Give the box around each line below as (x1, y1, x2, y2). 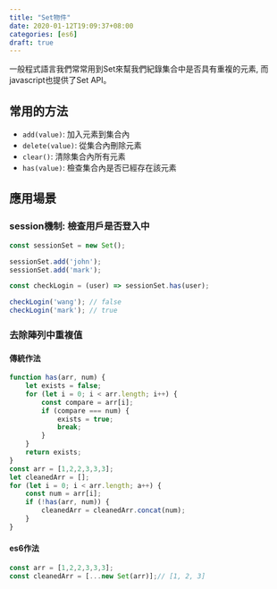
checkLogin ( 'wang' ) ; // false (9, 298, 122, 307)
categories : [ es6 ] (9, 29, 78, 38)
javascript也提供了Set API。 (9, 75, 112, 86)
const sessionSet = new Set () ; (9, 240, 126, 250)
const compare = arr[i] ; (41, 398, 134, 407)
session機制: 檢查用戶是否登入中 (9, 220, 150, 232)
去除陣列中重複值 (9, 328, 83, 341)
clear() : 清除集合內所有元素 (21, 151, 126, 162)
